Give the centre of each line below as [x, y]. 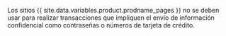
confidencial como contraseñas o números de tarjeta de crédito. [101, 25]
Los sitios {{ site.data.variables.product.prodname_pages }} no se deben [113, 10]
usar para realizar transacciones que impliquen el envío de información [111, 18]
